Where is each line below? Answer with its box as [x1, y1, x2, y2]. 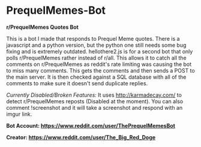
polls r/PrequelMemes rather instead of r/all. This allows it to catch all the [6, 54, 187, 61]
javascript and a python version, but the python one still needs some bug [6, 41, 187, 49]
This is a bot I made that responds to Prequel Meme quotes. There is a [6, 35, 180, 42]
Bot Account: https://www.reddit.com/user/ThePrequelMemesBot [6, 122, 176, 129]
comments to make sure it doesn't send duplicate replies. [6, 79, 148, 87]
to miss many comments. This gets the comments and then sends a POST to [6, 67, 195, 74]
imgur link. [6, 110, 32, 118]
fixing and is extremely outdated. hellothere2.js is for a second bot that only [6, 47, 193, 55]
